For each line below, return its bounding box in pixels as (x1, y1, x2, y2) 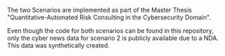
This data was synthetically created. (7, 41, 110, 49)
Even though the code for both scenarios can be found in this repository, (7, 27, 214, 35)
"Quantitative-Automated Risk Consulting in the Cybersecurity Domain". (7, 13, 211, 21)
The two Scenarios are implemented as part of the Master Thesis (7, 6, 192, 14)
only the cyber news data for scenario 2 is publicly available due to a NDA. (7, 34, 219, 42)
